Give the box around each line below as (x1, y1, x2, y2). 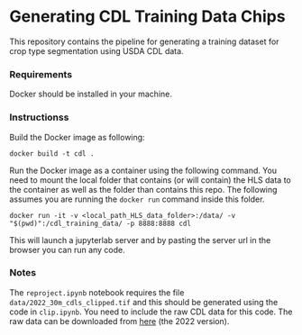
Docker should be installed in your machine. (9, 88, 173, 100)
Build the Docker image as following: (9, 131, 146, 142)
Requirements (9, 68, 73, 80)
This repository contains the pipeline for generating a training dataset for (9, 36, 279, 47)
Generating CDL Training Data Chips (9, 6, 286, 27)
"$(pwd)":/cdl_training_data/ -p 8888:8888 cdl (9, 219, 192, 228)
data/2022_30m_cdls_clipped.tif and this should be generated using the (9, 296, 279, 307)
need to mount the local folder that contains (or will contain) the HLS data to (9, 174, 291, 186)
